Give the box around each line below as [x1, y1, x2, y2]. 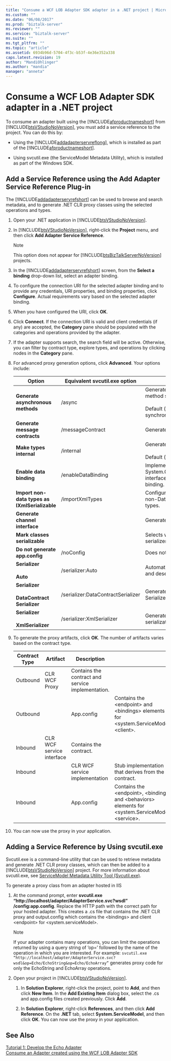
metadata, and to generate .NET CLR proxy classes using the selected [6, 202, 152, 208]
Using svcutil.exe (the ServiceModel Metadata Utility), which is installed [13, 154, 163, 160]
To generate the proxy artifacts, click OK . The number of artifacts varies [13, 635, 164, 641]
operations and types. [6, 207, 52, 213]
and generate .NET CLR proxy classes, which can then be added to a [6, 861, 150, 867]
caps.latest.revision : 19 [6, 55, 60, 60]
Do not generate [15, 546, 56, 553]
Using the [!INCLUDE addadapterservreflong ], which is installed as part [13, 139, 161, 145]
